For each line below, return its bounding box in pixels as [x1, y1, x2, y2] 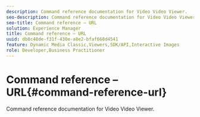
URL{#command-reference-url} [6, 86, 167, 99]
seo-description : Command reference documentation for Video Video [6, 14, 177, 20]
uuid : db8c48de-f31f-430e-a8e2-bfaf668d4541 [6, 36, 118, 42]
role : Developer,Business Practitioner [6, 48, 105, 53]
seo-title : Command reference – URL [6, 20, 97, 26]
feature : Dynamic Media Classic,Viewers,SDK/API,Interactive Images [6, 42, 180, 48]
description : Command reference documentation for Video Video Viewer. [6, 8, 187, 15]
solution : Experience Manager [6, 25, 82, 31]
